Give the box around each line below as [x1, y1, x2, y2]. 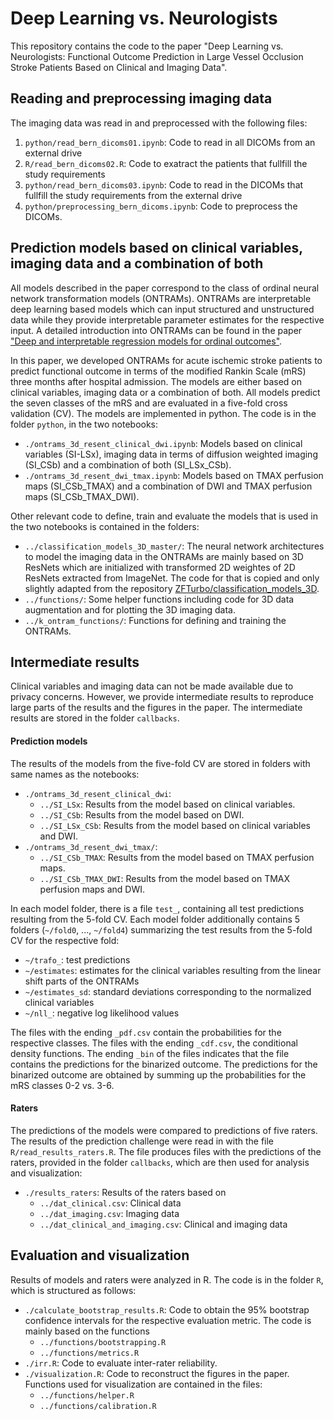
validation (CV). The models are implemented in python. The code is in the [10, 407, 317, 419]
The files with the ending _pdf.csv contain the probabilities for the [10, 1026, 282, 1038]
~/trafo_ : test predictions [24, 953, 131, 966]
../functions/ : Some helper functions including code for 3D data [24, 593, 295, 605]
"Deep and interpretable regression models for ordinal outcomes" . [10, 335, 283, 347]
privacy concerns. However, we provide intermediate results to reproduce [10, 691, 315, 703]
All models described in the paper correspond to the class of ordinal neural [10, 282, 320, 294]
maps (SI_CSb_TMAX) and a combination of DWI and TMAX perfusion [24, 480, 313, 492]
